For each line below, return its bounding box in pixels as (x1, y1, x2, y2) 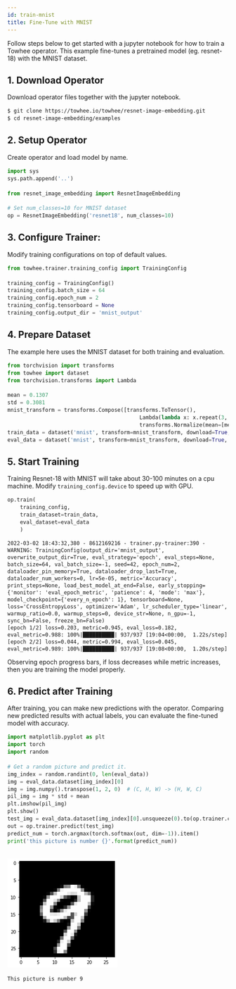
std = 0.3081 (7, 399, 46, 406)
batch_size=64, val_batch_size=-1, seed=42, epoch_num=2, (7, 560, 181, 568)
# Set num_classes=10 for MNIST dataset (7, 205, 128, 212)
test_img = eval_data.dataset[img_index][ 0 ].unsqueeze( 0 (7, 815, 178, 822)
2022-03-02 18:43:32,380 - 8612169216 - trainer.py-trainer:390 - (7, 539, 206, 547)
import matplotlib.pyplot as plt (7, 733, 105, 741)
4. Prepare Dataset (7, 329, 91, 341)
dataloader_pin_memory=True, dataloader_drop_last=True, (7, 567, 178, 575)
